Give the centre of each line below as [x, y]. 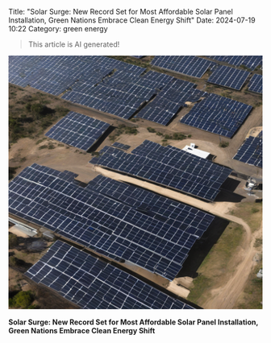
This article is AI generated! [74, 44]
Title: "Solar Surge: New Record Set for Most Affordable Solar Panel [121, 12]
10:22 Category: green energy [58, 29]
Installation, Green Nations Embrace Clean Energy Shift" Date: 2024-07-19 [132, 20]
